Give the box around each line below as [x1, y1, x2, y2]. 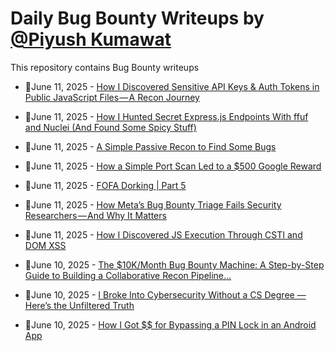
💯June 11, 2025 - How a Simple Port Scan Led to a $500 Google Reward [24, 160, 322, 172]
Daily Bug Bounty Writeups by [10, 7, 265, 30]
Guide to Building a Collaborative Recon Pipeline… [24, 269, 232, 281]
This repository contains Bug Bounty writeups [10, 61, 200, 73]
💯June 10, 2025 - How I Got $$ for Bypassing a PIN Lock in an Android [24, 318, 317, 331]
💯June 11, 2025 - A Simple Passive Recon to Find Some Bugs [24, 140, 277, 152]
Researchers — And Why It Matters [24, 209, 167, 221]
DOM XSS [24, 239, 67, 251]
